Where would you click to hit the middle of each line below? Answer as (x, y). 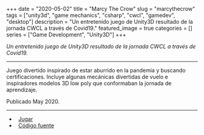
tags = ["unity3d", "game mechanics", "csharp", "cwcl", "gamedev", (91, 15)
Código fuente (36, 125)
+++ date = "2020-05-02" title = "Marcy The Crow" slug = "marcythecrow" (101, 9)
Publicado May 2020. (33, 102)
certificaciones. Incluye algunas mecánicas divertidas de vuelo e (87, 77)
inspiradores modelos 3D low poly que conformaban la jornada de (89, 83)
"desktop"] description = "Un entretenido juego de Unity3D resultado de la (100, 22)
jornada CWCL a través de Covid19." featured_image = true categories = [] (99, 28)
